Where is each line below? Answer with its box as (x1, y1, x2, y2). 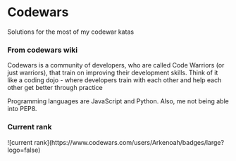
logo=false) (7, 146, 41, 154)
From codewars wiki (7, 45, 78, 55)
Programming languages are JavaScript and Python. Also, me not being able (7, 97, 229, 105)
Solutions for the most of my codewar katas (7, 27, 135, 36)
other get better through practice (7, 84, 104, 92)
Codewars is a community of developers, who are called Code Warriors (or (7, 61, 225, 70)
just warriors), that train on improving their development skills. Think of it (7, 68, 218, 77)
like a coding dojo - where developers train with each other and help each (7, 76, 222, 84)
